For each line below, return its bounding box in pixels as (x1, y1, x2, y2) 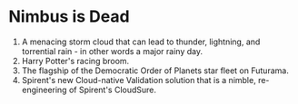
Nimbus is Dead (8, 6, 130, 27)
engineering (21, 84, 67, 95)
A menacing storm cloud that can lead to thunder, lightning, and (21, 36, 261, 47)
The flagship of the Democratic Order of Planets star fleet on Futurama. (21, 65, 290, 76)
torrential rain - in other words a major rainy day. (21, 45, 204, 56)
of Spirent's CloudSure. (68, 84, 156, 95)
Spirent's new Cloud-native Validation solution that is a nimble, (21, 74, 256, 85)
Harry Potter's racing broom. (21, 55, 130, 66)
